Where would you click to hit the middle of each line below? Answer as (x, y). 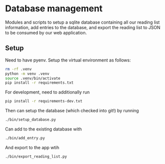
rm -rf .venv (18, 69)
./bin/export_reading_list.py (36, 156)
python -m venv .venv (27, 74)
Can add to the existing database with (44, 129)
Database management (54, 9)
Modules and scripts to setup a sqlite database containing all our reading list (82, 22)
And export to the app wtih (32, 147)
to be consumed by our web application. (46, 33)
